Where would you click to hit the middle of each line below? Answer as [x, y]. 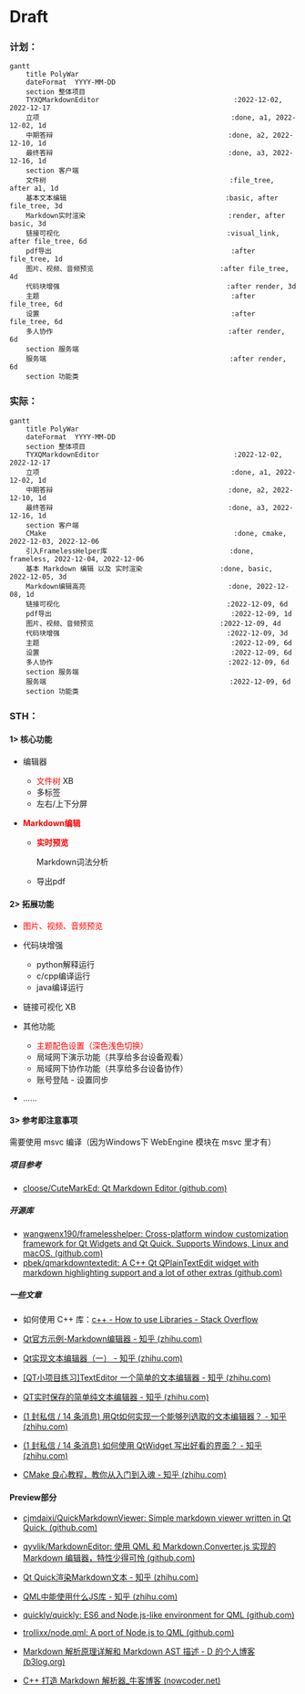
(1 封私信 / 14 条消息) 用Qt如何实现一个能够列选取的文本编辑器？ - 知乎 [154, 1417]
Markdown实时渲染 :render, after [156, 216]
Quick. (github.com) [60, 1528]
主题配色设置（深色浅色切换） [92, 1046]
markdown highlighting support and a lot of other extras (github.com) [152, 1273]
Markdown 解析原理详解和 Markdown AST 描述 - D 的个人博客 [139, 1652]
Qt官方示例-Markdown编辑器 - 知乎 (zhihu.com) [112, 1339]
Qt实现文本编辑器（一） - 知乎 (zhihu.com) [103, 1358]
